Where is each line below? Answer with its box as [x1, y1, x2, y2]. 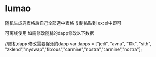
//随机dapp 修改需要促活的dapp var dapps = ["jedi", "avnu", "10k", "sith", [5, 40, 152, 47]
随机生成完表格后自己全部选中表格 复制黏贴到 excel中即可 [5, 20, 122, 26]
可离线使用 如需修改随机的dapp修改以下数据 [5, 30, 94, 36]
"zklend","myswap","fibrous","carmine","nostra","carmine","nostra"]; [5, 46, 142, 52]
